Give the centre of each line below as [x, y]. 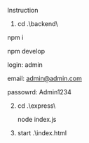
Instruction [23, 10]
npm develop [26, 51]
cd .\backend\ [37, 24]
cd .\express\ [36, 106]
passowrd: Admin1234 [40, 92]
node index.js [37, 119]
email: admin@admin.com [44, 78]
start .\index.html [42, 133]
